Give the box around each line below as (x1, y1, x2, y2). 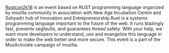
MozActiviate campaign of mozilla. (5, 42, 79, 47)
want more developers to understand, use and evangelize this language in (5, 31, 162, 37)
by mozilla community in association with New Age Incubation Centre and (5, 10, 161, 16)
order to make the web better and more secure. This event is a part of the (5, 36, 161, 42)
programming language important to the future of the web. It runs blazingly (5, 20, 164, 26)
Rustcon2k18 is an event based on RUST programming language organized (5, 5, 164, 10)
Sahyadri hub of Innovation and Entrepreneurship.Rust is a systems (5, 15, 148, 21)
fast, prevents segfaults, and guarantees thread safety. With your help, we (5, 26, 162, 32)
